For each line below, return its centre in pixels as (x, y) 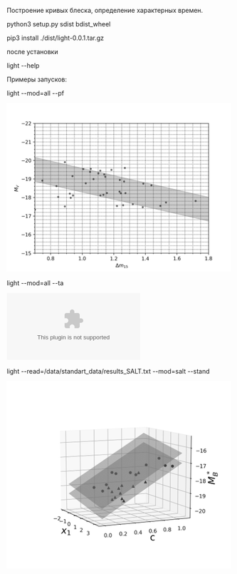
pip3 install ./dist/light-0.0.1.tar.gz (56, 38)
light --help (23, 66)
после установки (32, 52)
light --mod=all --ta (35, 283)
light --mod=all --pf (36, 93)
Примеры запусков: (37, 79)
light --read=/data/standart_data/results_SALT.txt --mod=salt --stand (109, 371)
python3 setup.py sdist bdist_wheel (59, 24)
